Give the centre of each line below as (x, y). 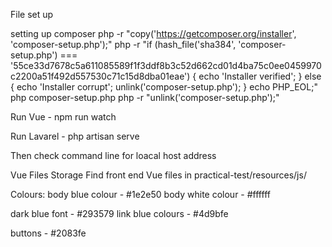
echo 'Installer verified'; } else (260, 76)
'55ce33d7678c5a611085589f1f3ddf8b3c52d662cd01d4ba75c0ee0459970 (166, 65)
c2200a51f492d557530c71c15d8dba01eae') (100, 76)
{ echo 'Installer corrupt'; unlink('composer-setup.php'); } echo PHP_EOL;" (164, 87)
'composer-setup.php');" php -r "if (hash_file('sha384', (123, 44)
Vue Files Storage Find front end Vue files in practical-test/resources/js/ (158, 175)
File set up (32, 14)
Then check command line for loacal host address (113, 155)
